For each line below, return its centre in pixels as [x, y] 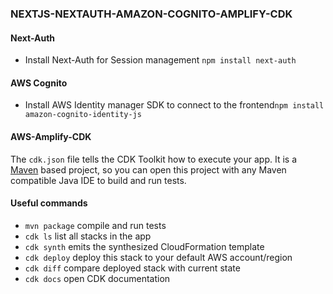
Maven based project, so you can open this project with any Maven [148, 169]
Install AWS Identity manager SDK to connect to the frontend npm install [174, 105]
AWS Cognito [39, 83]
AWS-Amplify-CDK [51, 136]
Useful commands [49, 203]
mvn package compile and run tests [95, 225]
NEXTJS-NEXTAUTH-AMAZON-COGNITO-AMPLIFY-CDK [151, 14]
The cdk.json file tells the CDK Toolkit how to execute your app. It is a [154, 159]
